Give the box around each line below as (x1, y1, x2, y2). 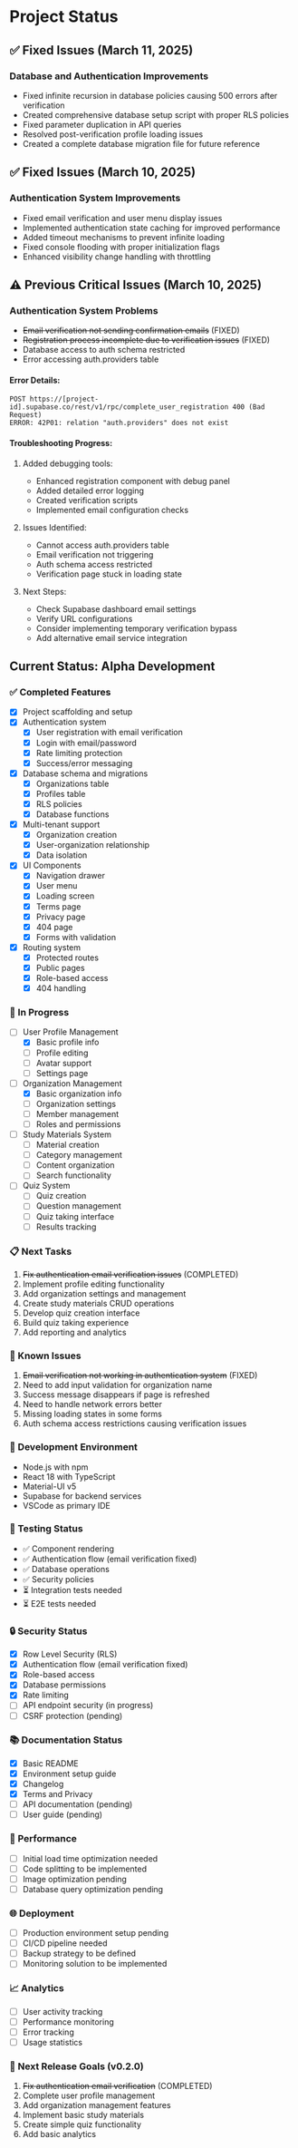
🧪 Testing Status (9, 1522, 83, 1535)
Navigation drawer (35, 870, 106, 881)
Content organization (35, 1160, 115, 1171)
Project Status (9, 6, 120, 27)
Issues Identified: (22, 521, 88, 532)
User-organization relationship (35, 840, 150, 850)
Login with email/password (35, 737, 138, 748)
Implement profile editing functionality (22, 1278, 165, 1289)
